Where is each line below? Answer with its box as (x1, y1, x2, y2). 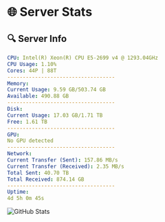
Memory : (7, 80, 30, 87)
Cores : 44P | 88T (7, 67, 57, 74)
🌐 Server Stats (7, 4, 93, 20)
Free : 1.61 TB (7, 118, 48, 125)
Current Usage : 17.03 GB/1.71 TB (7, 111, 103, 119)
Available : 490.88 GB (7, 93, 69, 100)
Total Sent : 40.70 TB (7, 169, 69, 176)
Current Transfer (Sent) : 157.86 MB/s (7, 157, 118, 164)
